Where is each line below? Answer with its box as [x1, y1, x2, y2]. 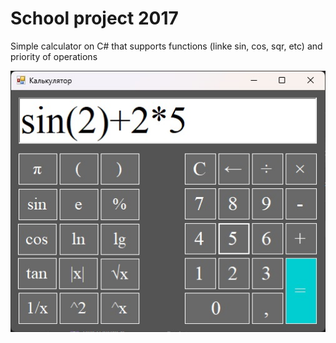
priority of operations [10, 50, 98, 62]
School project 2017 [10, 7, 179, 30]
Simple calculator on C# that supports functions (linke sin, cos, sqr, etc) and [10, 40, 323, 52]
